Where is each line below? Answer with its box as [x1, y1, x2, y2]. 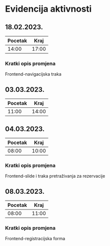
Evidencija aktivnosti [5, 3, 92, 15]
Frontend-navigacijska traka [5, 71, 62, 77]
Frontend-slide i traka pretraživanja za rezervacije [5, 173, 105, 179]
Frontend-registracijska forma [5, 236, 66, 242]
